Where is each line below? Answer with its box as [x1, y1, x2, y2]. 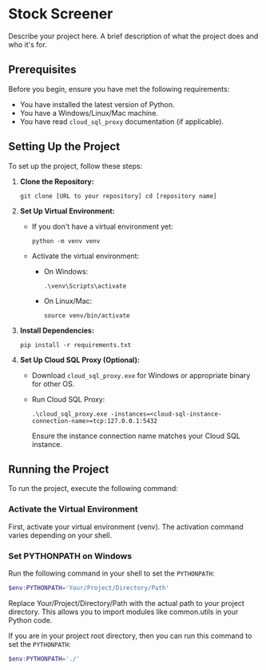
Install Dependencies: [19, 325, 94, 335]
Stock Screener [8, 5, 113, 23]
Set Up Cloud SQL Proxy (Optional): [19, 355, 140, 365]
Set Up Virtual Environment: [19, 205, 115, 216]
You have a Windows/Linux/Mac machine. [19, 108, 158, 118]
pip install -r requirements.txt [19, 341, 132, 349]
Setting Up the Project [8, 140, 121, 154]
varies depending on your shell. [8, 530, 113, 540]
